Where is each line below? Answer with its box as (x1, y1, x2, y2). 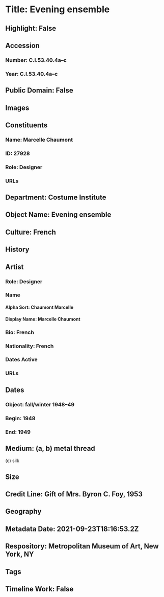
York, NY (5, 550, 34, 559)
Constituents (5, 121, 48, 129)
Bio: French (5, 329, 34, 336)
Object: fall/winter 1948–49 (5, 401, 75, 408)
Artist (5, 262, 24, 271)
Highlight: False (5, 24, 57, 33)
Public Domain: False (5, 86, 73, 95)
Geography (5, 507, 42, 516)
